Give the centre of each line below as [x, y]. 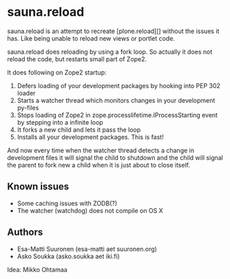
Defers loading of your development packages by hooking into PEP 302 [118, 85]
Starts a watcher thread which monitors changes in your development [116, 100]
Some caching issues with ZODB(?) [67, 203]
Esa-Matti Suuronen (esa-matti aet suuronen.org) [87, 249]
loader [26, 93]
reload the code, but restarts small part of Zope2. [77, 59]
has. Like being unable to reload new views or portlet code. [91, 38]
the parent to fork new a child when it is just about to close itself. [99, 165]
